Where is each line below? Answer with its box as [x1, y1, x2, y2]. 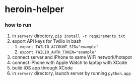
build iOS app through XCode [12, 65, 73, 71]
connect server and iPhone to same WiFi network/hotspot [12, 54, 132, 60]
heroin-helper [5, 4, 64, 15]
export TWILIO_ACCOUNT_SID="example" [19, 44, 99, 50]
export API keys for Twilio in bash [12, 38, 82, 44]
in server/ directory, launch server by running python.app [12, 70, 131, 76]
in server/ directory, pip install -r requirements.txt [12, 33, 125, 39]
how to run [5, 22, 32, 29]
